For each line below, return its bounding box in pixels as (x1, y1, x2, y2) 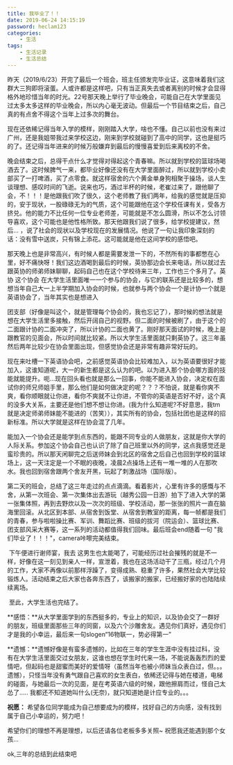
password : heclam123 (7, 23, 67, 30)
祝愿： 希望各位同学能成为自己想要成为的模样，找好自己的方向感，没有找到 (7, 703, 222, 711)
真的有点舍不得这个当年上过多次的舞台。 (7, 110, 123, 118)
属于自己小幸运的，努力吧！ (7, 712, 87, 720)
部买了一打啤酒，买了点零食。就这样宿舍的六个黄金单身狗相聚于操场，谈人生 (7, 174, 226, 182)
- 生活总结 (19, 55, 47, 62)
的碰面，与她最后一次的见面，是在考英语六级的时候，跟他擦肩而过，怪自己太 (7, 679, 226, 687)
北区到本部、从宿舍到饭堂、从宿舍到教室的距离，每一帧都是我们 (43, 508, 226, 516)
